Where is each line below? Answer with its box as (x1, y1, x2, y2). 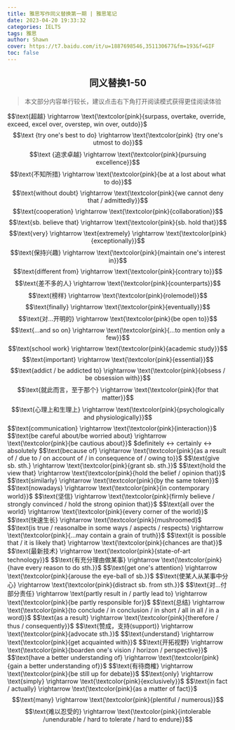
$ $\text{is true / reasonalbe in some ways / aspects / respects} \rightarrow (7, 523, 224, 532)
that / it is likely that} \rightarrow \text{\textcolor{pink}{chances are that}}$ (7, 538, 223, 547)
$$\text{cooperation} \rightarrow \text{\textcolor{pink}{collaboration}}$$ (13, 207, 223, 215)
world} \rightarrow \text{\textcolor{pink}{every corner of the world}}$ (7, 507, 208, 515)
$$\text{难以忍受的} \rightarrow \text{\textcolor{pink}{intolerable (24, 707, 212, 715)
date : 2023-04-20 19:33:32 (7, 17, 86, 24)
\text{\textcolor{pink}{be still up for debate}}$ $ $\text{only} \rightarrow (7, 669, 214, 677)
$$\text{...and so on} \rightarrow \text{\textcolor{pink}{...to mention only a (11, 325, 225, 334)
